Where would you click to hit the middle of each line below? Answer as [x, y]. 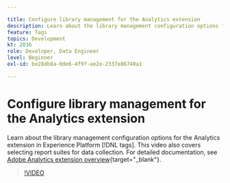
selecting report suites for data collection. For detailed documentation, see [112, 152]
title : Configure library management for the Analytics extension [104, 19]
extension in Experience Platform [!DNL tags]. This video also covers [104, 145]
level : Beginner [30, 58]
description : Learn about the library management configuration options [113, 26]
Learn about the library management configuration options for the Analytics [114, 137]
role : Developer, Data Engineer [53, 51]
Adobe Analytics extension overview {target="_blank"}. [84, 159]
